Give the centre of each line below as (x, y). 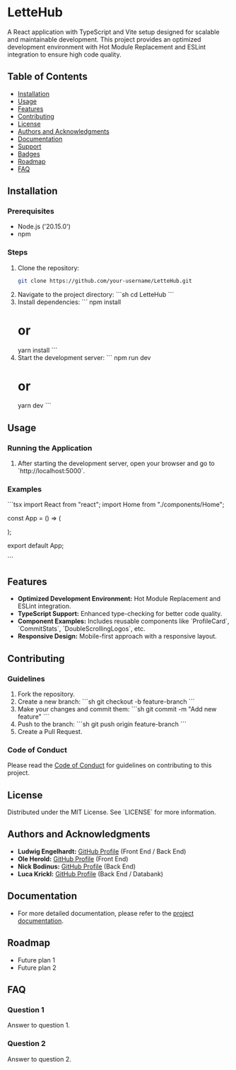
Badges (29, 153)
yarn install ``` (37, 350)
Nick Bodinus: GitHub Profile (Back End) (77, 866)
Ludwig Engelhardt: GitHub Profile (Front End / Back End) (102, 851)
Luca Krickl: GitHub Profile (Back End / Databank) (90, 873)
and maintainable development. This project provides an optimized (104, 39)
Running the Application (50, 448)
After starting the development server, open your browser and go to (116, 463)
